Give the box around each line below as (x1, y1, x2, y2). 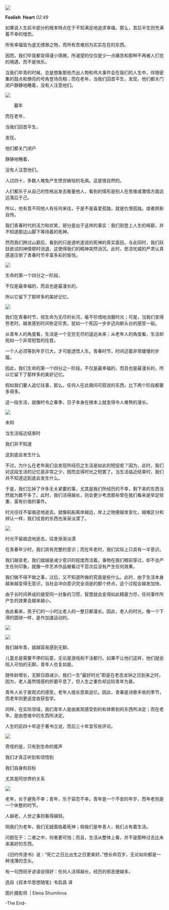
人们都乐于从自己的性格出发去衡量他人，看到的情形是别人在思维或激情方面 (5, 188, 159, 194)
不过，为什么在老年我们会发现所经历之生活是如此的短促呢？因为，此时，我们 (5, 462, 164, 468)
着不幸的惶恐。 (5, 31, 36, 37)
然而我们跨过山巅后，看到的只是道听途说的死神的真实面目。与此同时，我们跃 (5, 240, 164, 245)
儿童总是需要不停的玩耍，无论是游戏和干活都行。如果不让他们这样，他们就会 (5, 655, 164, 661)
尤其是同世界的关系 (5, 776, 45, 782)
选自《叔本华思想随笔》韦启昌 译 (5, 879, 73, 885)
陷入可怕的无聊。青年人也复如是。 (5, 661, 76, 667)
